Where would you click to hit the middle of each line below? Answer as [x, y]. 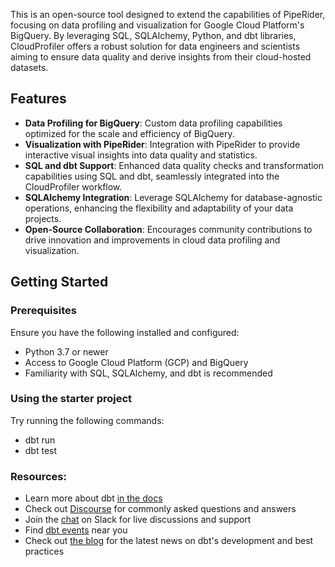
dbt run [40, 440]
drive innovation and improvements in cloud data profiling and [152, 240]
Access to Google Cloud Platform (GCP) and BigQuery [136, 362]
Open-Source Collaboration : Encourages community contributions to [168, 229]
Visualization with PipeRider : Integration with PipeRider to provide [162, 144]
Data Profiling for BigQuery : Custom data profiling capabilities [153, 123]
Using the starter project [71, 399]
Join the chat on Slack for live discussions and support [138, 520]
